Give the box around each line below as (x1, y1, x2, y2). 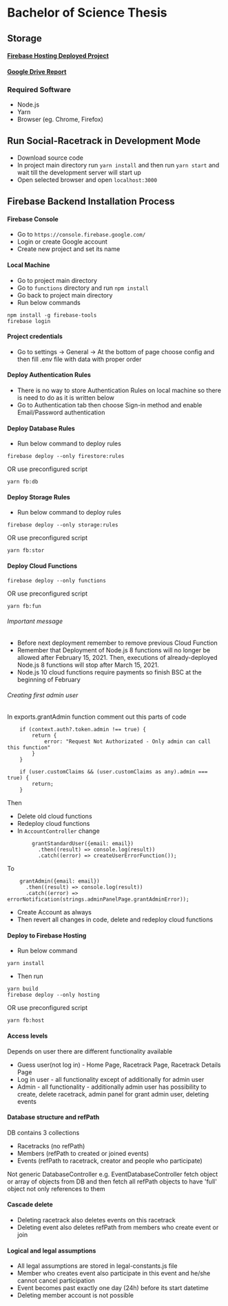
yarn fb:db (7, 479, 39, 486)
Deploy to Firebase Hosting (7, 931, 87, 939)
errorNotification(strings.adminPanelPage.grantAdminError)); (7, 896, 189, 903)
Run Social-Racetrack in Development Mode (7, 135, 201, 147)
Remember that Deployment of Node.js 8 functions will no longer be (17, 645, 211, 654)
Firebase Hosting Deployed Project (7, 52, 109, 60)
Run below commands (17, 298, 81, 306)
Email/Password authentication (17, 408, 105, 416)
